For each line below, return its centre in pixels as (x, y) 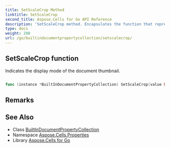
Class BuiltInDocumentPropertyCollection (56, 129)
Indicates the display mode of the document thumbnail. (63, 71)
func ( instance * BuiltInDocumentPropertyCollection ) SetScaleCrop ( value (83, 84)
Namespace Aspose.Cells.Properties (51, 135)
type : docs (17, 29)
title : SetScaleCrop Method (35, 10)
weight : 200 (18, 33)
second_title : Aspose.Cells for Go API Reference (59, 19)
